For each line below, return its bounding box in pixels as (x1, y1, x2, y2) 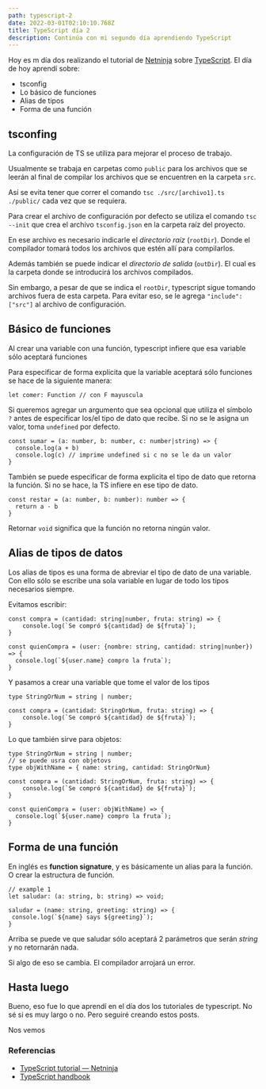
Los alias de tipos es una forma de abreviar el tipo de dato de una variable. (8, 567, 252, 577)
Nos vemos (8, 1026, 46, 1035)
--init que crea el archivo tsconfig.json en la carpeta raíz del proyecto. (8, 220, 245, 230)
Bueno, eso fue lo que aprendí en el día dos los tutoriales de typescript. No (8, 1002, 253, 1011)
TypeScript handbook (19, 1072, 91, 1081)
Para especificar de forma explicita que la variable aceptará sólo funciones (8, 367, 253, 376)
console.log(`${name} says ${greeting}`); (11, 913, 154, 921)
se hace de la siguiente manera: (8, 376, 112, 385)
